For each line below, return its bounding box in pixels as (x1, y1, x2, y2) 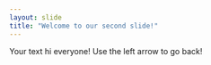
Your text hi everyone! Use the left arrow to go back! (9, 45, 203, 56)
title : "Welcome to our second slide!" (9, 21, 159, 30)
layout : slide (9, 12, 63, 22)
